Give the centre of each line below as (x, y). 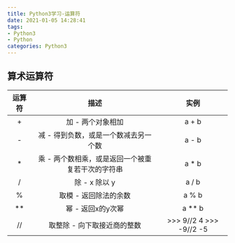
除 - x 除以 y (95, 182)
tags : (15, 27)
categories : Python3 (37, 46)
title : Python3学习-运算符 (44, 14)
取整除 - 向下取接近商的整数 (95, 225)
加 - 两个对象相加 (95, 122)
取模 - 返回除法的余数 (95, 195)
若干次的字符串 (99, 169)
